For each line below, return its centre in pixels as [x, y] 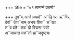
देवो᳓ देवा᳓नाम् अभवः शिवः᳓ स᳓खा [31, 22]
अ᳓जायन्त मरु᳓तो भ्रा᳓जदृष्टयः [27, 33]
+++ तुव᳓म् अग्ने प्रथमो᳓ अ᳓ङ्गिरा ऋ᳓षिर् [37, 17]
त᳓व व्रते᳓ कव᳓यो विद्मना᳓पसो [27, 28]
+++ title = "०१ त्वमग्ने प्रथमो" [30, 7]
